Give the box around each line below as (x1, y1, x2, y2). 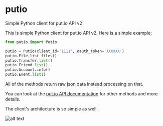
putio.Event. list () (5, 72, 46, 77)
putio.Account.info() (5, 67, 51, 72)
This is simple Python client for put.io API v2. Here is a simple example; (5, 30, 152, 36)
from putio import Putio (5, 39, 57, 45)
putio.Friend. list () (5, 63, 49, 68)
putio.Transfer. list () (5, 58, 53, 63)
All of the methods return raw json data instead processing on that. (5, 81, 144, 87)
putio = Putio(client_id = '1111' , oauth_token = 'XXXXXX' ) (5, 49, 124, 54)
